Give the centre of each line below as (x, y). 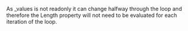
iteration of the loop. (32, 22)
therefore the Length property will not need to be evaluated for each (92, 15)
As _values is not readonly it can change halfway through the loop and (94, 9)
